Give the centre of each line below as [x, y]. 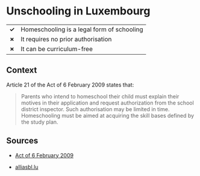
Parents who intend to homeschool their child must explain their [100, 96]
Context [22, 70]
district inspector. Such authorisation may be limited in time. [95, 109]
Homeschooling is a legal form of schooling [82, 29]
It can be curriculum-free [57, 49]
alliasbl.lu [27, 167]
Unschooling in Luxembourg [78, 11]
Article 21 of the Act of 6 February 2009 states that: [70, 85]
